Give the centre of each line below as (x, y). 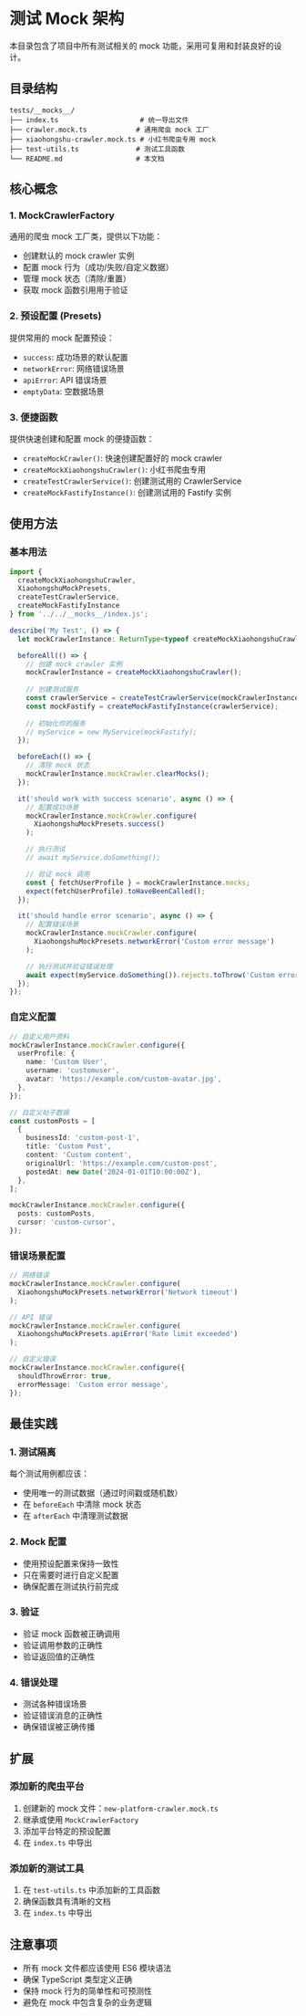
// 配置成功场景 (52, 807)
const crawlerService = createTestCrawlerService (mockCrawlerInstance (163, 698)
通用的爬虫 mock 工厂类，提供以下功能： (86, 236)
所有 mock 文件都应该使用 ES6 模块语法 (97, 1968)
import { (26, 571)
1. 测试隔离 (33, 1452)
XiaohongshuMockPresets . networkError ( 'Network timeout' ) (128, 1292)
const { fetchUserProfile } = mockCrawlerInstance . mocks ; (138, 883)
